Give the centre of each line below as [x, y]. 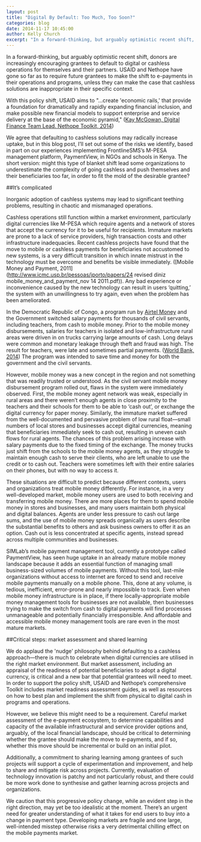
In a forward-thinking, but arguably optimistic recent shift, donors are [91, 57]
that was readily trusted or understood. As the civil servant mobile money [97, 381]
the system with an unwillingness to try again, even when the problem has [98, 294]
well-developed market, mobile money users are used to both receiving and [100, 495]
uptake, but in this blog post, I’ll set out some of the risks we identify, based [100, 144]
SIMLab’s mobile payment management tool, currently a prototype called [96, 551]
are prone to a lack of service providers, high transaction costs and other [97, 236]
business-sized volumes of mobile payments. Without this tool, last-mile [95, 570]
